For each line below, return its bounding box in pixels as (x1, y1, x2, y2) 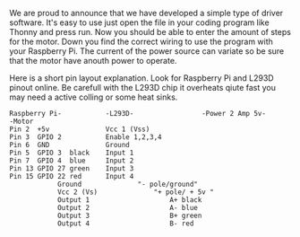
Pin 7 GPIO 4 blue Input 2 (9, 156, 134, 165)
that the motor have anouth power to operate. (9, 56, 177, 66)
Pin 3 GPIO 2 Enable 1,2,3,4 (9, 133, 163, 142)
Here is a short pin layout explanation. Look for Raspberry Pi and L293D (9, 73, 275, 83)
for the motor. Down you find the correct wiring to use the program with (9, 36, 273, 47)
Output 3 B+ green (56, 211, 202, 220)
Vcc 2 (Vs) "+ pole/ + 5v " (56, 188, 215, 197)
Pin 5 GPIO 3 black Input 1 (9, 148, 134, 157)
